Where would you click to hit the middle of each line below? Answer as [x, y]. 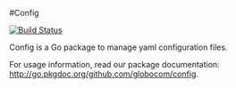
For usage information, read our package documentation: [115, 64]
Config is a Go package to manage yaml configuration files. [118, 47]
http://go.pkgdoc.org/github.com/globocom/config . [104, 74]
